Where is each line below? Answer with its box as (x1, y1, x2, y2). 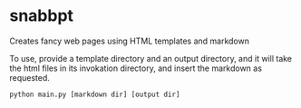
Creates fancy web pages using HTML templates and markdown (9, 35, 249, 46)
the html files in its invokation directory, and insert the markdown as (9, 63, 263, 74)
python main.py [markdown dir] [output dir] (9, 90, 180, 99)
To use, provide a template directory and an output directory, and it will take (9, 53, 293, 64)
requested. (9, 72, 50, 83)
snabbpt (9, 5, 74, 26)
